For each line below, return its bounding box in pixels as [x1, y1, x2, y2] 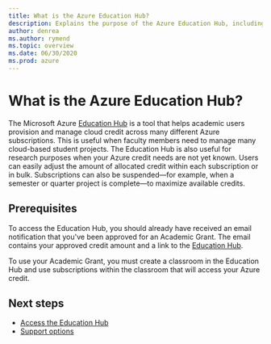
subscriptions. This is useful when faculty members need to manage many [8, 135, 256, 145]
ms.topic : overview [8, 42, 74, 50]
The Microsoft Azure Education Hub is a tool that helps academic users [8, 118, 245, 128]
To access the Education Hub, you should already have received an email [8, 223, 252, 233]
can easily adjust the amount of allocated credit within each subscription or [8, 161, 259, 170]
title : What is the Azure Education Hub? [8, 11, 150, 20]
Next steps [8, 296, 65, 311]
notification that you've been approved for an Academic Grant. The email [8, 232, 252, 241]
